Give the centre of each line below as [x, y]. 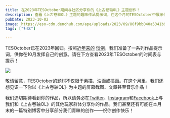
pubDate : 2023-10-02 [27, 19]
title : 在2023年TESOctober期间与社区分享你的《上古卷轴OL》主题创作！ [73, 10]
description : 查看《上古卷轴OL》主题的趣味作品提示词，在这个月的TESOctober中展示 [84, 15]
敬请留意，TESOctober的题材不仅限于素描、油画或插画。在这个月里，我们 [82, 81]
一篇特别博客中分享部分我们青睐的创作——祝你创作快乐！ [74, 110]
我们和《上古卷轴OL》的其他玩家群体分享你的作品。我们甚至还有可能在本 [81, 104]
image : [12, 24]
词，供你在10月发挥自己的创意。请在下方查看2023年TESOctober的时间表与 [83, 54]
